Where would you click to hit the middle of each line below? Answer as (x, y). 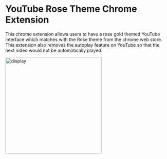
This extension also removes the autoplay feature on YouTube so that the (82, 45)
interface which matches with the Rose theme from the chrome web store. (84, 39)
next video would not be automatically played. (54, 50)
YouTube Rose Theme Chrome (71, 9)
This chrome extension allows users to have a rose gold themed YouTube (83, 34)
